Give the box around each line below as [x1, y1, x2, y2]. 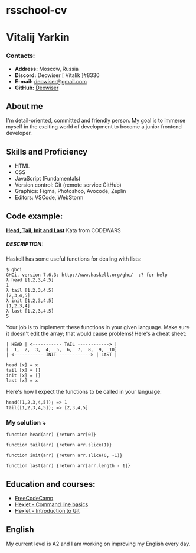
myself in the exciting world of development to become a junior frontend [6, 123, 182, 130]
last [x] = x [6, 378, 38, 384]
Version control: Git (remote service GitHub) [14, 181, 122, 188]
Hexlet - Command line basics [14, 501, 89, 508]
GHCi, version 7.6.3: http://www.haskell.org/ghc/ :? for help [6, 272, 168, 278]
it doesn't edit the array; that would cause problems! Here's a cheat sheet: [6, 330, 187, 337]
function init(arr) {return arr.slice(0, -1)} [6, 452, 123, 459]
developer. [6, 130, 32, 137]
